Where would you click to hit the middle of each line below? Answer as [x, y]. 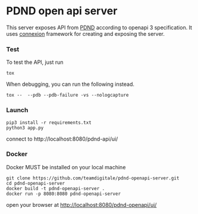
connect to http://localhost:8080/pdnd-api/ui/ [62, 139]
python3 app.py [25, 128]
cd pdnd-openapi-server [36, 183]
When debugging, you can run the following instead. [70, 84]
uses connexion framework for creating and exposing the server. [85, 33]
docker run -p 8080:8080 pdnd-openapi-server [63, 194]
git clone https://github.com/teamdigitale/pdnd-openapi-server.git [93, 178]
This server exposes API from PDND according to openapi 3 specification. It [99, 27]
